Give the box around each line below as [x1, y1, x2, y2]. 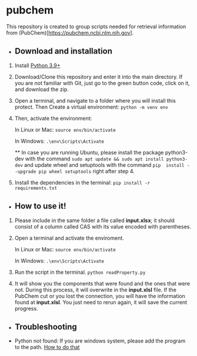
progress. [14, 305, 38, 312]
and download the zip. [14, 86, 69, 93]
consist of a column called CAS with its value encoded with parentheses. [14, 223, 191, 230]
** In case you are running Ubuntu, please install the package [14, 149, 164, 156]
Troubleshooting [14, 321, 78, 332]
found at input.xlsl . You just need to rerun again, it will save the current [14, 298, 188, 305]
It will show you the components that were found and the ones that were [14, 280, 190, 287]
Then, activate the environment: [14, 115, 92, 122]
